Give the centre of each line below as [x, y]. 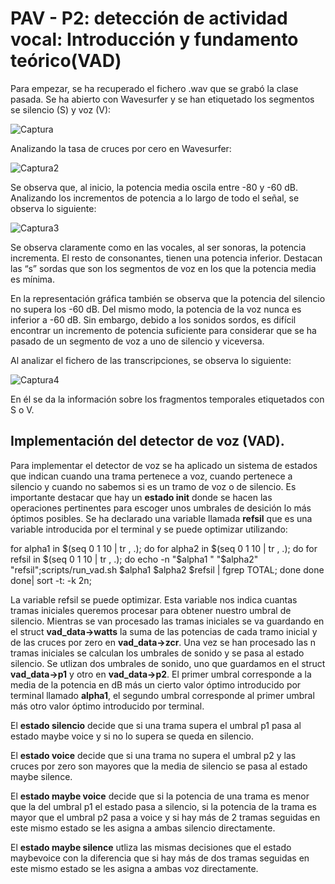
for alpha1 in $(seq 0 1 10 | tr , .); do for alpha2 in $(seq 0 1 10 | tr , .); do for [164, 548]
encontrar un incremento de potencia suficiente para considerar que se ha [163, 330]
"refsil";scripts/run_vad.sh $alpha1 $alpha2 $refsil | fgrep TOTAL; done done [167, 569]
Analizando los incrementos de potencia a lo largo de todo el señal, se [155, 198]
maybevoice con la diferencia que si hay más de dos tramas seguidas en [160, 858]
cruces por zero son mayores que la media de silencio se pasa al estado [159, 766]
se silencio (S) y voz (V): [61, 109]
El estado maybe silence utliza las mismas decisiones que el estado [151, 847]
